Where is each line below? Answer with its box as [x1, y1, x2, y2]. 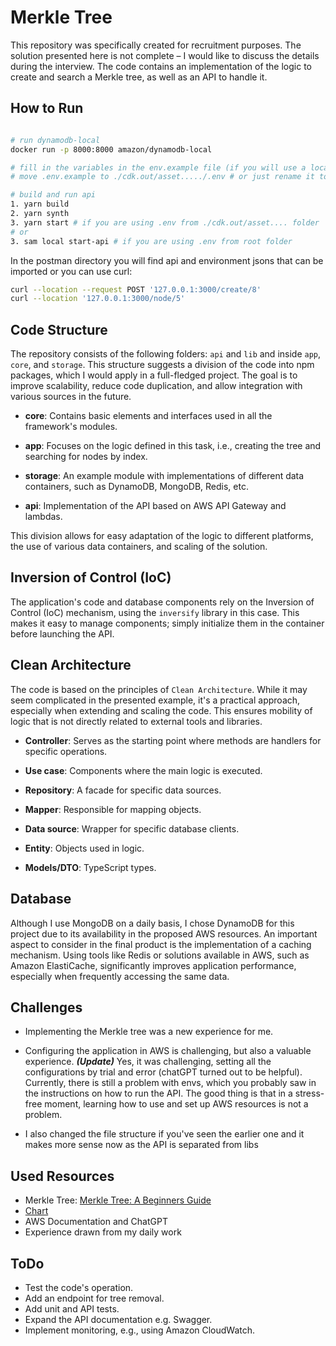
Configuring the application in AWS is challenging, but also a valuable [24, 1045, 312, 1057]
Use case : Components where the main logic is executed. [24, 764, 263, 776]
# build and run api [10, 190, 97, 200]
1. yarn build [10, 199, 70, 210]
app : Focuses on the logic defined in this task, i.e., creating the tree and [24, 440, 322, 452]
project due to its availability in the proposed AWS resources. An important [10, 927, 318, 940]
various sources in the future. [10, 391, 132, 403]
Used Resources [10, 1167, 115, 1185]
